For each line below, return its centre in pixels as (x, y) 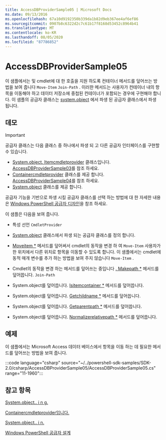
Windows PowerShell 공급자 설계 (38, 433)
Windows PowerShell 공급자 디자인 (45, 203)
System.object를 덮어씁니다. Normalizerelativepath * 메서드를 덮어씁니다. (85, 317)
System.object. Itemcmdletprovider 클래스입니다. (61, 162)
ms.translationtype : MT (30, 28)
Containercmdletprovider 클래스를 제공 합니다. (58, 174)
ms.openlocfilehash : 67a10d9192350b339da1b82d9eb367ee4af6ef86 (72, 19)
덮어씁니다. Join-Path (34, 275)
